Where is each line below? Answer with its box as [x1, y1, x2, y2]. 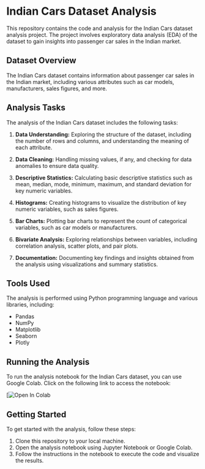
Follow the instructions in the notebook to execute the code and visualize [15, 451, 199, 457]
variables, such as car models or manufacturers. [15, 224, 138, 231]
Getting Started [6, 409, 67, 419]
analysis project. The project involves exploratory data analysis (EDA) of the [6, 31, 198, 38]
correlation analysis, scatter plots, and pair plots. [15, 242, 139, 250]
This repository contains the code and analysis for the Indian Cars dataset [6, 25, 193, 32]
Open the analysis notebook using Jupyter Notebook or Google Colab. [15, 444, 193, 451]
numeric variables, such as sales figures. [15, 205, 119, 213]
